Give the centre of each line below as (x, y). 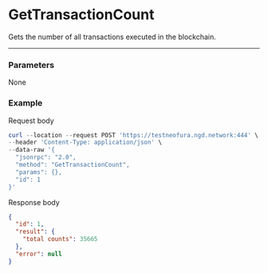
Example (26, 103)
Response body (34, 202)
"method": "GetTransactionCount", (73, 165)
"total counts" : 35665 (60, 239)
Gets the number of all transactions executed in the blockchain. (112, 37)
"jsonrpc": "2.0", (46, 157)
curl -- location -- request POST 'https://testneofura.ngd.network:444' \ (134, 135)
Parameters (31, 65)
